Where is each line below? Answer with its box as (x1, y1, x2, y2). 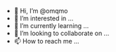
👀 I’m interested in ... (13, 14, 74, 22)
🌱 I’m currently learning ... (13, 22, 89, 30)
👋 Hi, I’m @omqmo (13, 7, 68, 15)
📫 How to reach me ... (13, 37, 79, 45)
